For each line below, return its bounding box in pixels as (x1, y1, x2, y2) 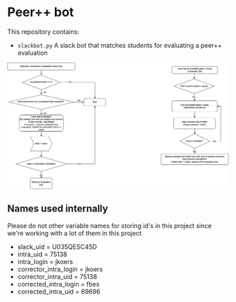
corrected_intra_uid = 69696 (17, 287, 100, 296)
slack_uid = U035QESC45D (17, 242, 97, 251)
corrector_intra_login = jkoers (17, 265, 103, 273)
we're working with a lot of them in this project (7, 229, 142, 237)
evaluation (17, 48, 48, 57)
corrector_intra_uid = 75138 (17, 272, 98, 281)
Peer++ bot (7, 4, 74, 20)
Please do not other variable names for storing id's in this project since (7, 221, 212, 230)
